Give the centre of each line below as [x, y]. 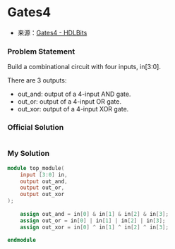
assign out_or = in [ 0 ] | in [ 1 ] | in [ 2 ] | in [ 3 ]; [93, 220]
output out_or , [42, 188]
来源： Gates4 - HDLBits [52, 32]
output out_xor [42, 195]
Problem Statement [41, 51]
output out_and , [44, 181]
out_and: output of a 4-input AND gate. [74, 94]
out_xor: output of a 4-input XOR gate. [73, 109]
